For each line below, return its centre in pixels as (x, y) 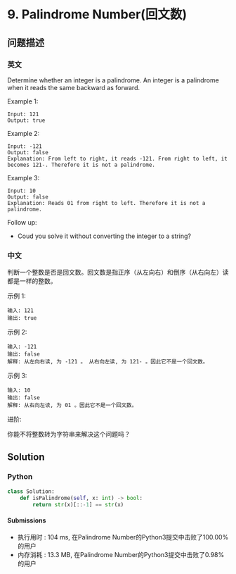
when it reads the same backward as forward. (74, 87)
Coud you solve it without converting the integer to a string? (104, 236)
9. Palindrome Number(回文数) (97, 14)
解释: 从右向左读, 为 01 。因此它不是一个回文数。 (72, 406)
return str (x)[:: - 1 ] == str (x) (78, 504)
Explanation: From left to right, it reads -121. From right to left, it (118, 158)
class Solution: (31, 491)
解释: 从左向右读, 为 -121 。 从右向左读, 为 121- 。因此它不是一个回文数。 (108, 362)
